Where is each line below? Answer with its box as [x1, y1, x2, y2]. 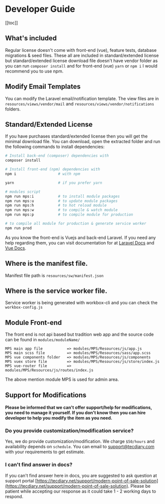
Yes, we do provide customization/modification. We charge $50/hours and [5, 438, 155, 444]
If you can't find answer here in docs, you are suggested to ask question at [5, 472, 157, 478]
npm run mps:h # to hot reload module [5, 203, 107, 208]
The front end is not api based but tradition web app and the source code [5, 331, 154, 337]
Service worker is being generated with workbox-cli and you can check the [5, 300, 158, 306]
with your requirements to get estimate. [5, 449, 85, 455]
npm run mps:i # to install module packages [5, 194, 120, 199]
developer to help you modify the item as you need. [5, 415, 112, 421]
